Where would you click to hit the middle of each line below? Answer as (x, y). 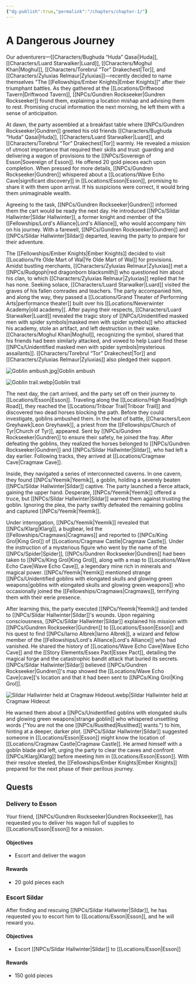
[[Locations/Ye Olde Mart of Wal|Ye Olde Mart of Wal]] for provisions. (90, 260)
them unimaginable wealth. (39, 193)
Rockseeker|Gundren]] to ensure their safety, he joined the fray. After (90, 437)
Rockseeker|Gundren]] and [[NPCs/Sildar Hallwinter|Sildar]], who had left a (97, 449)
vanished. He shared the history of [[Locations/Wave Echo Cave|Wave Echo (97, 646)
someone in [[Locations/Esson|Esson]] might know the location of (86, 737)
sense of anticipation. (32, 113)
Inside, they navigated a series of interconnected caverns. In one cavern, (94, 473)
